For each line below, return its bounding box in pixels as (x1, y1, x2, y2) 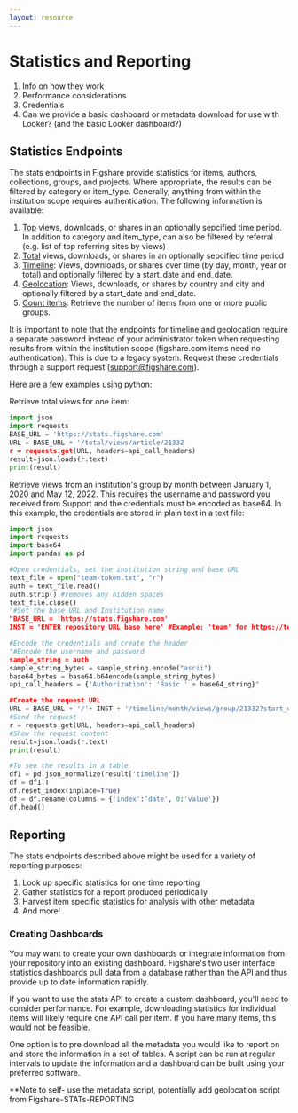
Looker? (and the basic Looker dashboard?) (21, 118, 182, 129)
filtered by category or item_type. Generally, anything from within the (9, 186, 262, 197)
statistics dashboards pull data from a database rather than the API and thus (9, 967, 288, 977)
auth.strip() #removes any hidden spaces (9, 590, 165, 599)
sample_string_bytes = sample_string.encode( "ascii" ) (9, 663, 213, 672)
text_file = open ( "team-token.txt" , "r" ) (9, 573, 165, 582)
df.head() (9, 803, 46, 811)
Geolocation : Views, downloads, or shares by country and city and (21, 278, 266, 289)
